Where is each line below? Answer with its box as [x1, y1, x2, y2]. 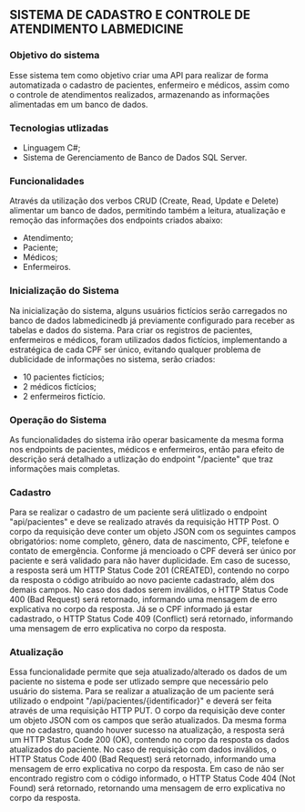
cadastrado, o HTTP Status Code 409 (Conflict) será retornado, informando [9, 613, 294, 624]
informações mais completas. [9, 463, 120, 474]
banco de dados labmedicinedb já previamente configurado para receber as [9, 315, 296, 326]
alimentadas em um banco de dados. [9, 99, 148, 109]
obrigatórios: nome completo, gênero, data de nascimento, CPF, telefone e [9, 536, 290, 547]
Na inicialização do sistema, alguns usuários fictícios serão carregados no [9, 305, 288, 316]
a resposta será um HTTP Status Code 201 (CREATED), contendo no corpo [9, 565, 290, 576]
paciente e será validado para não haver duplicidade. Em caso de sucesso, [9, 556, 291, 567]
